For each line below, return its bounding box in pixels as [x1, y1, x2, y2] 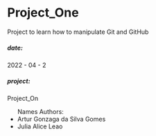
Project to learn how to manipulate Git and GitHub [7, 28, 149, 36]
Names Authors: [17, 107, 64, 115]
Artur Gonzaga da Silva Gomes [17, 115, 106, 123]
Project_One [7, 5, 79, 21]
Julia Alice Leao [17, 122, 63, 130]
